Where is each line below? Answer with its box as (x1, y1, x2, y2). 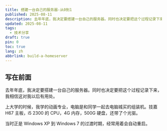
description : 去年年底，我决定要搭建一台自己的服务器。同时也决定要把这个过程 (5, 16, 149, 21)
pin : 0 (5, 40, 19, 45)
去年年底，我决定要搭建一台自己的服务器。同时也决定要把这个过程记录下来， (5, 87, 162, 93)
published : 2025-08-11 (5, 12, 52, 17)
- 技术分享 (9, 30, 29, 35)
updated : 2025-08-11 (5, 21, 48, 26)
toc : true (5, 44, 26, 49)
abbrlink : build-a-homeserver (5, 53, 68, 59)
